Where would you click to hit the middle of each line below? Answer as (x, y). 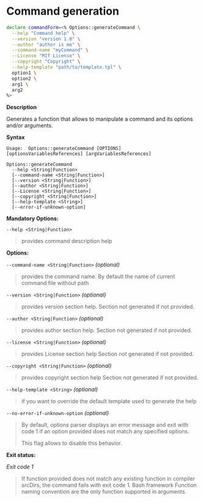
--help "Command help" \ (43, 33)
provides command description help (67, 241)
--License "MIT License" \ (46, 56)
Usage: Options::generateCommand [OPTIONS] (64, 149)
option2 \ (24, 78)
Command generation (63, 11)
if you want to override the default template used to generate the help (109, 402)
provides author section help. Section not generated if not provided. (107, 330)
